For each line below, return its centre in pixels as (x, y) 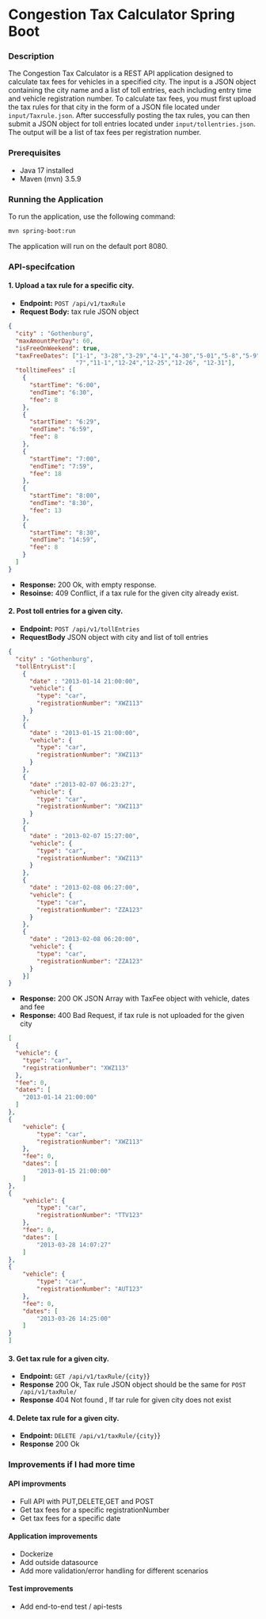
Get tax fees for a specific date (70, 1518)
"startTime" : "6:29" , (65, 422)
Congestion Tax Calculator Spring (122, 15)
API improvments (37, 1483)
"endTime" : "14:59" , (63, 540)
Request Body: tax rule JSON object (79, 312)
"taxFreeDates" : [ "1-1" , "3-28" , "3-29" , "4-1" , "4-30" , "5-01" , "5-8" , (129, 356)
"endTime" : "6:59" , (61, 430)
